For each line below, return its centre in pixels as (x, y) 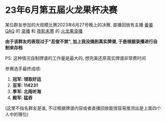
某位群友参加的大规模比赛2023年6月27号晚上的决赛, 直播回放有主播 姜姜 (79, 25)
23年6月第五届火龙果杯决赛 (61, 10)
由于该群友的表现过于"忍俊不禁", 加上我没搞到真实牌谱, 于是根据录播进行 (79, 41)
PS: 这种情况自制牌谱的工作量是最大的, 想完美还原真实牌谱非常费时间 (76, 58)
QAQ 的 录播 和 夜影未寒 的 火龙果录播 (44, 31)
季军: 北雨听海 (27, 91)
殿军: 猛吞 (22, 97)
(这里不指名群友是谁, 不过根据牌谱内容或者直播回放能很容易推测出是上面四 (81, 108)
